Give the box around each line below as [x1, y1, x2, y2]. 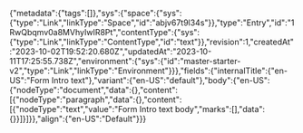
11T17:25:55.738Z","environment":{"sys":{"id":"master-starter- [9, 56, 241, 66]
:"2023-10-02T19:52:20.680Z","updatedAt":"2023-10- [9, 46, 212, 57]
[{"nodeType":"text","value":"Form [9, 104, 138, 114]
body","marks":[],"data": [174, 104, 266, 114]
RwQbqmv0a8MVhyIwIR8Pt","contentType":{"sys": [9, 27, 200, 37]
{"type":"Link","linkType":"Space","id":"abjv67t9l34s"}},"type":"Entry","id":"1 [9, 17, 295, 28]
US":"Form [9, 75, 50, 85]
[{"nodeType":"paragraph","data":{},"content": [9, 94, 182, 105]
